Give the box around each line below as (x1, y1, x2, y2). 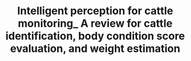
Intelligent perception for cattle (17, 4, 173, 18)
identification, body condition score (5, 30, 185, 43)
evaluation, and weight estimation (10, 42, 180, 56)
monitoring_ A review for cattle (18, 17, 173, 30)
